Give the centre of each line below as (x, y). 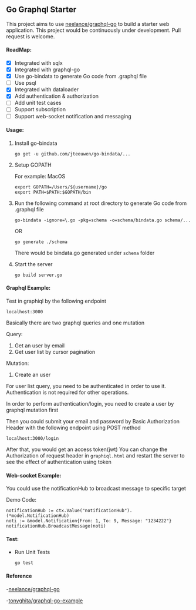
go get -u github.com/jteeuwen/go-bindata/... (72, 154)
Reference (19, 576)
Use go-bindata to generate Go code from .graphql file (81, 77)
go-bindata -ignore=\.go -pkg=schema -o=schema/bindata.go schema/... (103, 220)
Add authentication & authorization (56, 96)
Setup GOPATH (33, 165)
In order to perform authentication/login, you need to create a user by (90, 403)
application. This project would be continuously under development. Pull (93, 30)
